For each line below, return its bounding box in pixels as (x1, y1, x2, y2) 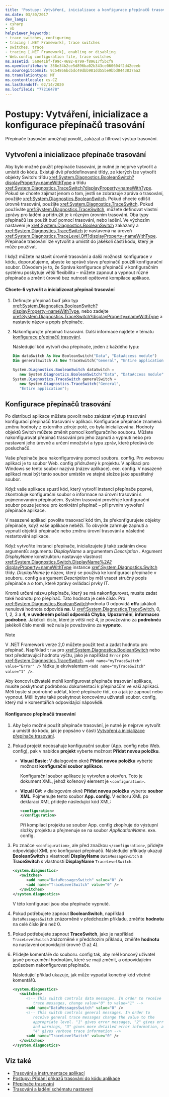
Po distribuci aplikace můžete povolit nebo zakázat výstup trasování (5, 413, 146, 419)
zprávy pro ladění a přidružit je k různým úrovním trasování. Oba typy (5, 212, 149, 218)
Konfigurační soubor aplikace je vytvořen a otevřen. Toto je (20, 773, 143, 779)
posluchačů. (5, 445, 31, 451)
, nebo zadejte (78, 308, 109, 314)
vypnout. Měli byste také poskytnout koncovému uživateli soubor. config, (5, 694, 157, 700)
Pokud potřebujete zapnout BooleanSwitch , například (12, 910, 125, 917)
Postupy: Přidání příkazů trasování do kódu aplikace (12, 1075, 120, 1081)
